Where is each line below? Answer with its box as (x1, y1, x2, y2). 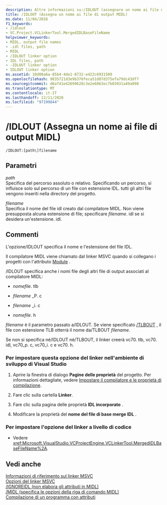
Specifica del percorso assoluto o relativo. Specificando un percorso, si (5, 180, 152, 186)
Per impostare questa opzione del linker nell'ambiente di (5, 354, 144, 361)
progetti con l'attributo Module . (5, 258, 71, 264)
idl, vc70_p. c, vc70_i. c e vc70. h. (5, 341, 74, 348)
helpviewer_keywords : (5, 35, 51, 40)
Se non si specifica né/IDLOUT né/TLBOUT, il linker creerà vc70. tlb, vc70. (5, 337, 157, 342)
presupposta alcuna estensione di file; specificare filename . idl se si (5, 211, 144, 217)
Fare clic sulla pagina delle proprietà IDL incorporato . (12, 401, 123, 408)
